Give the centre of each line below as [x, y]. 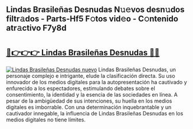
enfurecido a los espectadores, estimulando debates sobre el [81, 88]
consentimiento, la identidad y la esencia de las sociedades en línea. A [92, 95]
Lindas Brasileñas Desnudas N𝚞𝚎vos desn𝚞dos [95, 10]
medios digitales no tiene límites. [46, 120]
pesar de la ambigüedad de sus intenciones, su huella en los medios [89, 101]
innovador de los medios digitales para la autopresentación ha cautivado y [97, 82]
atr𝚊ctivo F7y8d [36, 28]
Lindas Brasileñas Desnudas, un [137, 70]
